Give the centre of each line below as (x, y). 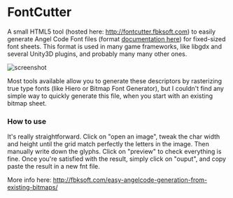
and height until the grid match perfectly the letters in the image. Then (108, 144)
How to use (27, 121)
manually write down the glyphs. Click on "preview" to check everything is (114, 152)
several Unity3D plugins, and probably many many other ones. (97, 54)
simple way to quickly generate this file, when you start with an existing (110, 96)
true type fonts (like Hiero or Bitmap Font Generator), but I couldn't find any (115, 88)
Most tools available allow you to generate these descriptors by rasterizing (115, 80)
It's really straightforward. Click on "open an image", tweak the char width (114, 136)
